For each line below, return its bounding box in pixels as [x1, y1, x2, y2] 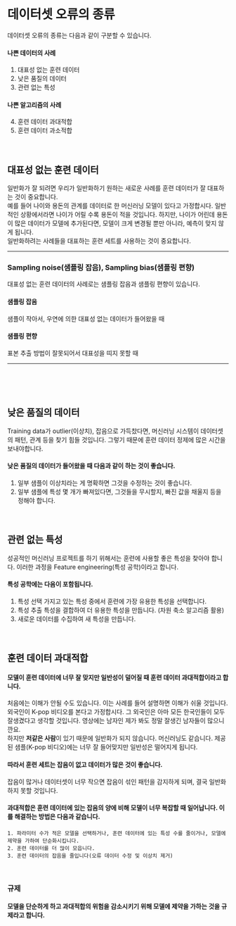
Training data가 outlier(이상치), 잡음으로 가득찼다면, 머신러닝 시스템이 [7, 427, 199, 435]
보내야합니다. [7, 444, 44, 453]
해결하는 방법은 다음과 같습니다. [14, 813, 100, 821]
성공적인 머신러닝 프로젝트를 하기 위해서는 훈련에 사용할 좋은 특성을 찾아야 [7, 553, 210, 562]
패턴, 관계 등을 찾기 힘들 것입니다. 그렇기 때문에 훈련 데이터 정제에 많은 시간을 [14, 435, 226, 444]
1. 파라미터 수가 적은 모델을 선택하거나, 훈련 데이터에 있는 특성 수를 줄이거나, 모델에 [7, 830, 226, 837]
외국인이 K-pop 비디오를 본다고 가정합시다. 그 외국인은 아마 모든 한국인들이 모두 [7, 708, 225, 716]
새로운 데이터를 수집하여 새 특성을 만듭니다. [17, 614, 136, 623]
